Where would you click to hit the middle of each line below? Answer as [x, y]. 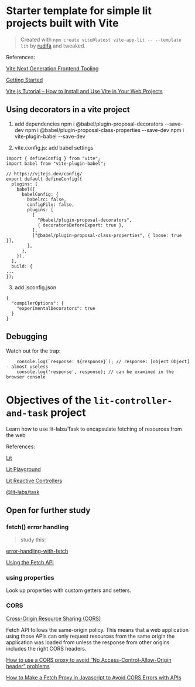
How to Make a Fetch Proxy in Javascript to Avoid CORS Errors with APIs [94, 677]
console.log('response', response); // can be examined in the [95, 372]
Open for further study [48, 510]
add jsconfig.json [35, 287]
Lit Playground [23, 469]
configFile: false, [51, 204]
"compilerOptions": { [38, 303]
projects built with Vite [62, 23]
